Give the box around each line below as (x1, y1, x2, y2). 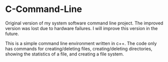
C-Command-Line (5, 3, 82, 15)
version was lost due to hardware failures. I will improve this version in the (5, 25, 158, 31)
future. (5, 30, 19, 36)
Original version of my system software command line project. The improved (5, 20, 163, 26)
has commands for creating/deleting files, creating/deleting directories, (5, 45, 152, 51)
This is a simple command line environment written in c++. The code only (5, 40, 157, 46)
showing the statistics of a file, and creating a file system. (5, 51, 124, 57)
